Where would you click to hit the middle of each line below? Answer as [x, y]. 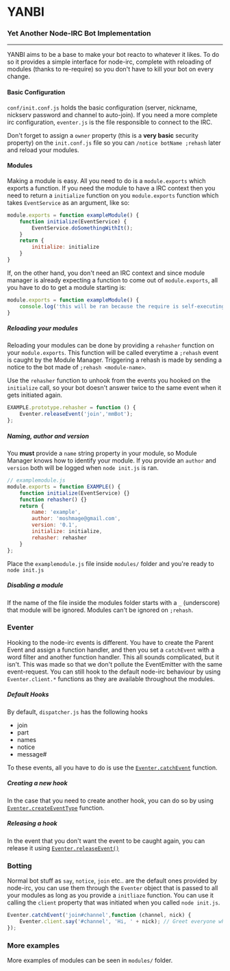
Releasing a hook [32, 824]
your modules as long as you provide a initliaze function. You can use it [111, 896]
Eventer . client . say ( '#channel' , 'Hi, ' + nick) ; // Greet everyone [117, 921]
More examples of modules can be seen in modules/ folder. [90, 960]
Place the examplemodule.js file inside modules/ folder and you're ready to [111, 563]
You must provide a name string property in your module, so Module [102, 454]
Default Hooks [28, 695]
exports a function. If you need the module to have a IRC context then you [111, 188]
